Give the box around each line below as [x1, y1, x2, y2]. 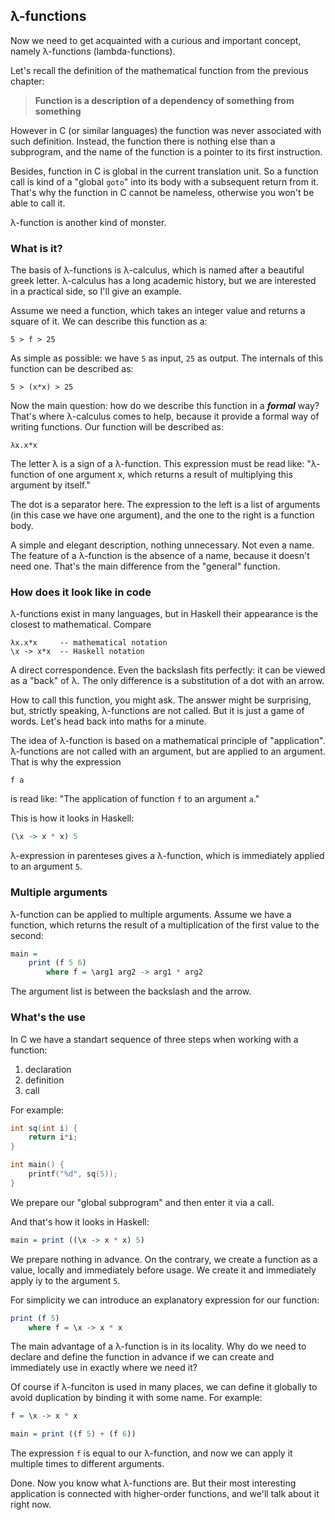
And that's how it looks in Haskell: [10, 1215, 150, 1228]
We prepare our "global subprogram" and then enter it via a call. [10, 1196, 275, 1208]
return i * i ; [28, 1132, 78, 1143]
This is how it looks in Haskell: [10, 812, 135, 824]
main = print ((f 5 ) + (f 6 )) [10, 1429, 137, 1439]
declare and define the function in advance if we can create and [10, 1351, 275, 1363]
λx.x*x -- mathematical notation [10, 638, 168, 648]
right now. [10, 1499, 52, 1511]
